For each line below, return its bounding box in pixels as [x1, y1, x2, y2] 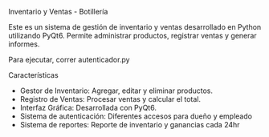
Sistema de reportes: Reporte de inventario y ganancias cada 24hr [19, 120, 240, 129]
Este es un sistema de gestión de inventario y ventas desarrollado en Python [8, 22, 262, 31]
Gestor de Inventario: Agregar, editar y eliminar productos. [19, 86, 213, 95]
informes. [8, 39, 40, 49]
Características [8, 71, 59, 79]
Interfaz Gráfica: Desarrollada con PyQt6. [19, 103, 157, 112]
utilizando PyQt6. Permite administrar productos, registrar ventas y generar [8, 31, 257, 40]
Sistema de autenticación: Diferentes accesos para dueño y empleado [19, 111, 253, 121]
